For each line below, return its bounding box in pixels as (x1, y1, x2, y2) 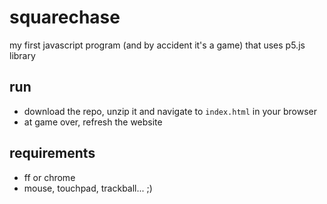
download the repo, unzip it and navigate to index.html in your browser (23, 105, 317, 117)
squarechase (9, 6, 121, 29)
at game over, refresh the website (23, 116, 163, 128)
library (9, 49, 36, 61)
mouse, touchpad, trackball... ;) (23, 182, 153, 194)
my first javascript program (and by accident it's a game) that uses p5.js (9, 39, 306, 51)
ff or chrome (23, 171, 76, 183)
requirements (9, 145, 96, 162)
